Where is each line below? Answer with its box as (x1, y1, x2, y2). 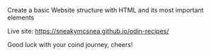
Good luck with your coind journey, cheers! (7, 41, 133, 48)
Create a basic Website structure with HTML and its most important (7, 6, 204, 14)
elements (7, 13, 35, 22)
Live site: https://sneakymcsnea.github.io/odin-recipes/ (7, 27, 169, 35)
